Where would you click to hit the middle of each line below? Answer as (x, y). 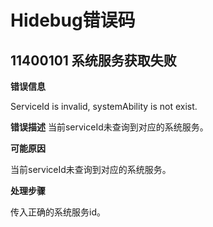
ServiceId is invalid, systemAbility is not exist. (104, 106)
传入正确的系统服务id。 (58, 212)
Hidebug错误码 (73, 20)
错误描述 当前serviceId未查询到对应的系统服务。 (109, 127)
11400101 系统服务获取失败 (93, 60)
